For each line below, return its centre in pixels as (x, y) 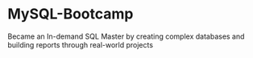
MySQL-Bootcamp (71, 14)
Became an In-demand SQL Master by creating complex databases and (126, 36)
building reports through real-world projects (81, 44)
